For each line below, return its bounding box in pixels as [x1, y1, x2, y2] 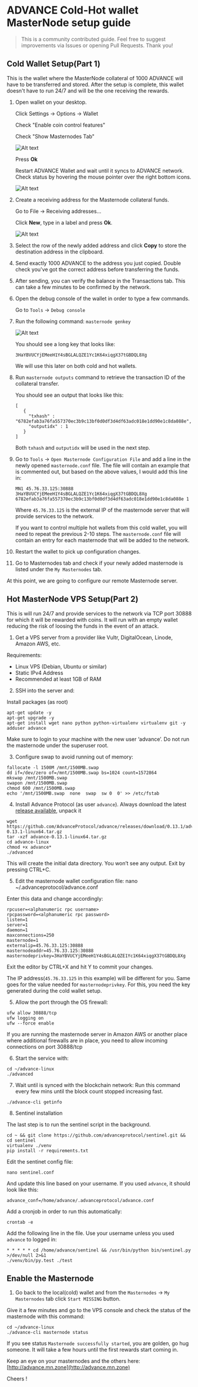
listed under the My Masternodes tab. [15, 565, 102, 572]
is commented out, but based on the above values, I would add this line [15, 468, 188, 475]
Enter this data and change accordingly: [6, 895, 103, 902]
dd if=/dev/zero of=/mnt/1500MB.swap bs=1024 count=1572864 [6, 770, 157, 776]
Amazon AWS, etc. [15, 640, 61, 647]
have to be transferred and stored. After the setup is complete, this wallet [6, 81, 184, 88]
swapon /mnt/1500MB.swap [6, 780, 68, 786]
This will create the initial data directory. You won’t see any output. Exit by [6, 859, 186, 867]
